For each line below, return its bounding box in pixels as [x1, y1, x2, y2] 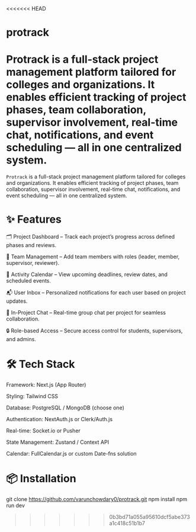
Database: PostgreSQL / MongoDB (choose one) [6, 404, 124, 411]
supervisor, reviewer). [6, 259, 60, 267]
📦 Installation [6, 472, 76, 485]
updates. [6, 297, 28, 305]
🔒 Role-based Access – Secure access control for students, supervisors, [6, 327, 183, 334]
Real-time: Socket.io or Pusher [6, 427, 81, 434]
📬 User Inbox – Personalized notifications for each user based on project [6, 289, 186, 296]
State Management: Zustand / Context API [6, 438, 110, 446]
